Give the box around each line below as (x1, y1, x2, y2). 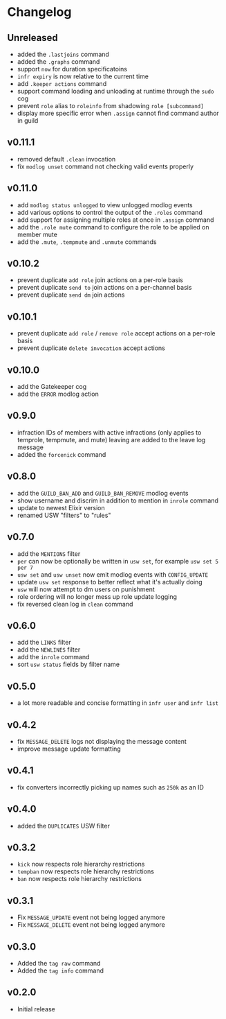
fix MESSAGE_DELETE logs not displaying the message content (17, 737, 187, 745)
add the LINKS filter (17, 638, 71, 647)
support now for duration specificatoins (17, 65, 128, 73)
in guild (17, 116, 39, 125)
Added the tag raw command (17, 959, 101, 967)
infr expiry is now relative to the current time (17, 72, 149, 80)
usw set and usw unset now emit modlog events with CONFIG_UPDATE (17, 570, 209, 579)
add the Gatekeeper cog (17, 383, 87, 391)
